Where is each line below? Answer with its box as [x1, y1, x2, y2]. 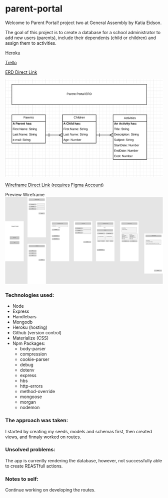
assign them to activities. [5, 40, 56, 46]
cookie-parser [19, 356, 49, 362]
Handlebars [12, 314, 36, 320]
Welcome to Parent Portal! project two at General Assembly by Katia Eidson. [5, 20, 162, 26]
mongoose [19, 394, 42, 400]
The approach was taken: [5, 417, 68, 424]
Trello [5, 59, 17, 65]
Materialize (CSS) [12, 335, 49, 341]
